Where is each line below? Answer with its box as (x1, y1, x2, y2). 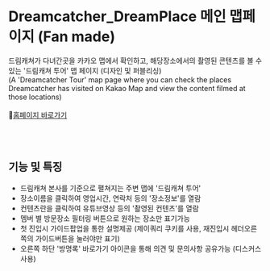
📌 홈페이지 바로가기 (8, 110, 68, 119)
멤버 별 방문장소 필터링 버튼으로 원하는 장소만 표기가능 (19, 213, 191, 223)
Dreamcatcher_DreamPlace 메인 (8, 7, 226, 26)
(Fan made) (37, 27, 115, 46)
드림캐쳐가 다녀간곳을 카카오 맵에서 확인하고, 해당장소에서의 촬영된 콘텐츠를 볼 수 (8, 56, 263, 65)
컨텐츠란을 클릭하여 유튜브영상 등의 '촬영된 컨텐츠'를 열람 (19, 203, 199, 213)
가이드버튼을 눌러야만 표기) (35, 233, 121, 243)
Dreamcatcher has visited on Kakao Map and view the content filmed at (8, 83, 246, 93)
